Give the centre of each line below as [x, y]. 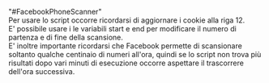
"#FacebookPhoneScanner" [55, 12]
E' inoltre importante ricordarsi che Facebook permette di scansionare [126, 46]
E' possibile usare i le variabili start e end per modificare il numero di [122, 29]
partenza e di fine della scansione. [66, 37]
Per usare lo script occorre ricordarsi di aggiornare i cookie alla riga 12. [127, 20]
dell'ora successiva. [42, 71]
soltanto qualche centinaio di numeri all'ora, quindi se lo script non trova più [135, 54]
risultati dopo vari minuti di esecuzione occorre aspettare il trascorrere [126, 63]
